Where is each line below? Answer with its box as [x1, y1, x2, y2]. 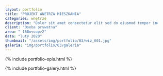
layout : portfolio [5, 7, 42, 12]
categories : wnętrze [5, 16, 47, 21]
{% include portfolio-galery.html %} [5, 65, 77, 71]
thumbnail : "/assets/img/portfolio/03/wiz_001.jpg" [5, 38, 112, 43]
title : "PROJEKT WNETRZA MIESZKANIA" [5, 12, 81, 16]
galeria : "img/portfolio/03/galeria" [5, 43, 81, 48]
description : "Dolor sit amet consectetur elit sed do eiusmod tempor [5, 20, 151, 25]
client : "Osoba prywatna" [5, 25, 57, 30]
